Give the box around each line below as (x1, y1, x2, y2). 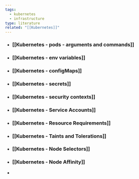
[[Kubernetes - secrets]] (12, 80, 71, 87)
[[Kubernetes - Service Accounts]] (12, 107, 96, 113)
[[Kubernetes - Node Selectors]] (12, 145, 90, 152)
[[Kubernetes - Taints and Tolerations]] (12, 132, 106, 139)
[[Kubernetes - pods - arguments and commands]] (12, 41, 135, 48)
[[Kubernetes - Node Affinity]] (12, 159, 86, 165)
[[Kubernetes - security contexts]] (12, 93, 96, 100)
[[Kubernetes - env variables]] (12, 54, 86, 61)
